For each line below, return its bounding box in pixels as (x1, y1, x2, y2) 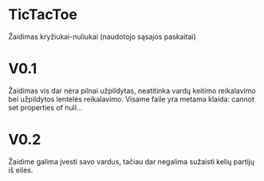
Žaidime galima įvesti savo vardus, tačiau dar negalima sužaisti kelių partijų (8, 156, 255, 166)
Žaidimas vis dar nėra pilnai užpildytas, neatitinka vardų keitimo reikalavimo (8, 86, 257, 95)
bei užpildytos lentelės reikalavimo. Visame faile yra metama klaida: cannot (8, 94, 255, 104)
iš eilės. (8, 165, 33, 175)
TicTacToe (8, 6, 78, 24)
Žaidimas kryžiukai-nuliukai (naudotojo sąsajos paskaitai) (8, 32, 197, 41)
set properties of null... (8, 102, 83, 112)
